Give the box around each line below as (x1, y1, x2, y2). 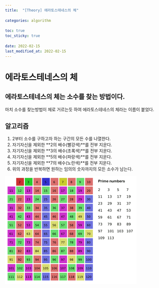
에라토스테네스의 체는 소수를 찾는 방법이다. (5, 93, 125, 101)
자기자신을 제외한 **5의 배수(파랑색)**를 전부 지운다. (12, 154, 112, 160)
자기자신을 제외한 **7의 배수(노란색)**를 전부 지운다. (12, 160, 112, 166)
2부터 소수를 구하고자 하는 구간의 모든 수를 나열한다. (12, 136, 111, 142)
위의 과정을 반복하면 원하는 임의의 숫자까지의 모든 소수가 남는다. (12, 166, 133, 172)
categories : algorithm (5, 18, 51, 23)
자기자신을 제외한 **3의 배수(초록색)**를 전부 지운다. (12, 148, 113, 154)
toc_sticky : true (5, 34, 40, 38)
